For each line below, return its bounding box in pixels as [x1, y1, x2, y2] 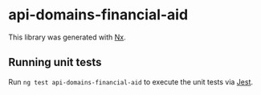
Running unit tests [8, 56, 102, 69]
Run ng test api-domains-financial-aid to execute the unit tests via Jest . [8, 76, 254, 86]
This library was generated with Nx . [8, 32, 126, 42]
